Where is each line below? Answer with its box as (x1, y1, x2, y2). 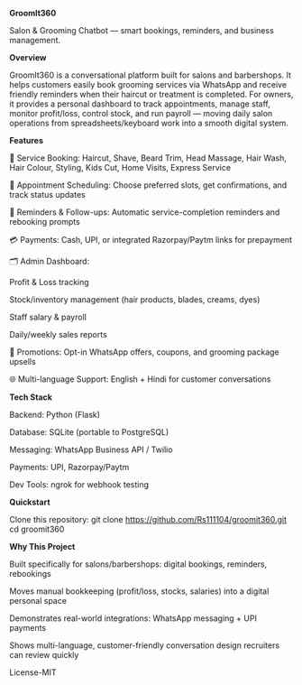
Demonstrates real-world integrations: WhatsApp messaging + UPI (9, 613, 257, 624)
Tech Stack (9, 392, 52, 403)
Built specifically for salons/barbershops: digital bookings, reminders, (9, 559, 268, 569)
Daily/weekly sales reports (9, 329, 108, 339)
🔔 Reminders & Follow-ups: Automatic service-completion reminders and (9, 207, 280, 218)
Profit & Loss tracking (9, 277, 90, 287)
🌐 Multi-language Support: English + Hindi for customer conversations (9, 374, 271, 384)
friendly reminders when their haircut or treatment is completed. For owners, (9, 89, 294, 99)
